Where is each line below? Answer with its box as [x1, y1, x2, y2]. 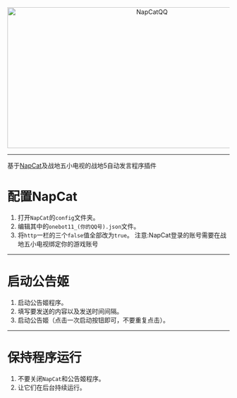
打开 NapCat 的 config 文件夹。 [17, 213, 99, 221]
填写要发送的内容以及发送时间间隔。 [17, 306, 123, 316]
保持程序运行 [7, 350, 83, 366]
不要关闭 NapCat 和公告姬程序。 [17, 374, 105, 383]
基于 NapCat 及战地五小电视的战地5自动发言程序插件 [7, 161, 157, 170]
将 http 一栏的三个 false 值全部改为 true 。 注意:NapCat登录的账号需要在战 [17, 230, 227, 239]
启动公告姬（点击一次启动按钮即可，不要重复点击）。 [17, 316, 169, 324]
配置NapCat [7, 189, 78, 205]
